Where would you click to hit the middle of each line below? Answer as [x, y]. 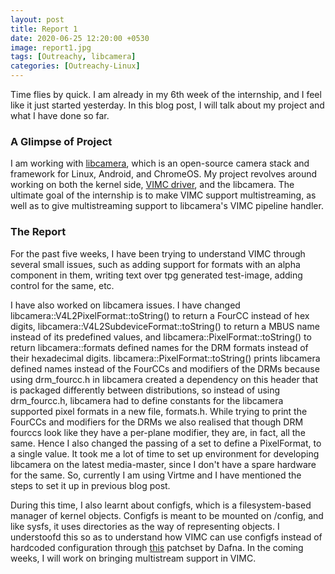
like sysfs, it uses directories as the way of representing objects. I [145, 526]
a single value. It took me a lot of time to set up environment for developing [165, 453]
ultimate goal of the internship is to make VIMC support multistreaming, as [163, 195]
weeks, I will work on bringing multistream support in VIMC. [133, 558]
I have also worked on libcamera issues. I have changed [125, 305]
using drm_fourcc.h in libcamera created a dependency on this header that [164, 379]
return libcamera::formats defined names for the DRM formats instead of [159, 347]
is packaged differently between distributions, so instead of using [145, 390]
